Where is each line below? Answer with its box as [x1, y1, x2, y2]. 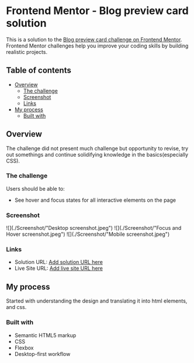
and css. [6, 304, 27, 311]
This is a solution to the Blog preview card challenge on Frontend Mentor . [6, 36, 182, 43]
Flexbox [14, 344, 34, 351]
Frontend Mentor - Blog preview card [6, 4, 189, 18]
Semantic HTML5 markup [14, 331, 77, 338]
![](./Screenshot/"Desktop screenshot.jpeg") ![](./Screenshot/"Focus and [6, 225, 182, 232]
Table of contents [6, 66, 71, 76]
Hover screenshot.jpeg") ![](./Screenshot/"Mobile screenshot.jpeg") [6, 230, 170, 238]
